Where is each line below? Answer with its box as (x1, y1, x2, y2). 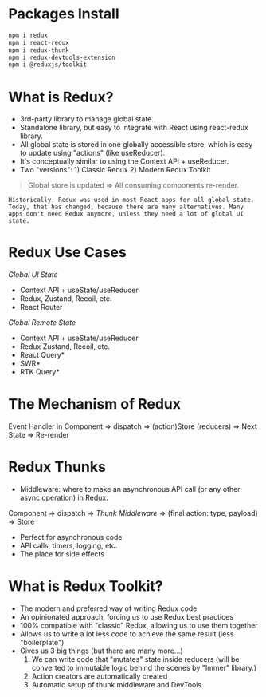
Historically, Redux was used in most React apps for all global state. (8, 196, 255, 204)
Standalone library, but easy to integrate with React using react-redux (19, 123, 248, 133)
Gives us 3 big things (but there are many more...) (19, 646, 183, 655)
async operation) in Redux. (19, 493, 109, 503)
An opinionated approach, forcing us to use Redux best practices (19, 612, 233, 621)
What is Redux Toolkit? (8, 577, 163, 596)
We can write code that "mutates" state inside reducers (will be (31, 655, 240, 663)
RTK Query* (19, 367, 60, 377)
